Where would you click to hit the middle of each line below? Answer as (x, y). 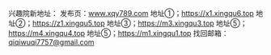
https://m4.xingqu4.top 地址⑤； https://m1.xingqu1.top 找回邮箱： (119, 33)
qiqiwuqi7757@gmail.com (51, 42)
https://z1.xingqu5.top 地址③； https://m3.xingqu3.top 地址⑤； (140, 23)
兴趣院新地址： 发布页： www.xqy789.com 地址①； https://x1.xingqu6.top (131, 13)
